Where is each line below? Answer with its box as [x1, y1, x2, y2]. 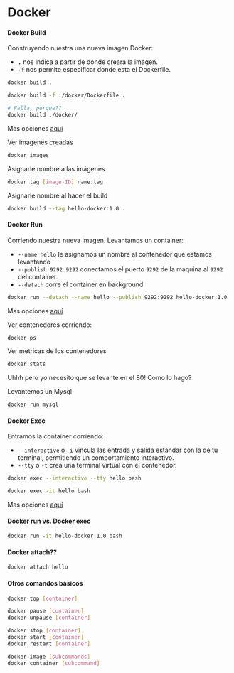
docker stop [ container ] [7, 627, 81, 635]
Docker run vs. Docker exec [7, 517, 91, 525]
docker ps [7, 334, 37, 341]
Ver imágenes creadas [7, 138, 73, 146]
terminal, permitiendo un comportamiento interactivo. [17, 453, 174, 462]
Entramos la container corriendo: [7, 432, 104, 441]
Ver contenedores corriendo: [7, 321, 92, 329]
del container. [17, 272, 58, 281]
